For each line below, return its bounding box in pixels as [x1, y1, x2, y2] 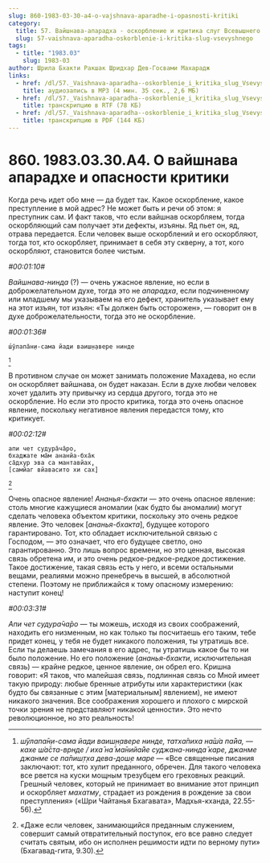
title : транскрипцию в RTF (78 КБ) [22, 101, 142, 109]
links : [8, 72, 31, 80]
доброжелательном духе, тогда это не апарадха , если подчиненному [8, 286, 250, 295]
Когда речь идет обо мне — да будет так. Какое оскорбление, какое [8, 195, 244, 204]
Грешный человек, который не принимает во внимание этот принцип [19, 779, 260, 788]
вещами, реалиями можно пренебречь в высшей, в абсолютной [8, 570, 231, 580]
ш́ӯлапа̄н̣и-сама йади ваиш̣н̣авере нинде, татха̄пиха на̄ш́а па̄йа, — [19, 736, 253, 746]
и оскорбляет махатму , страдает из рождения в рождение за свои [19, 787, 252, 797]
